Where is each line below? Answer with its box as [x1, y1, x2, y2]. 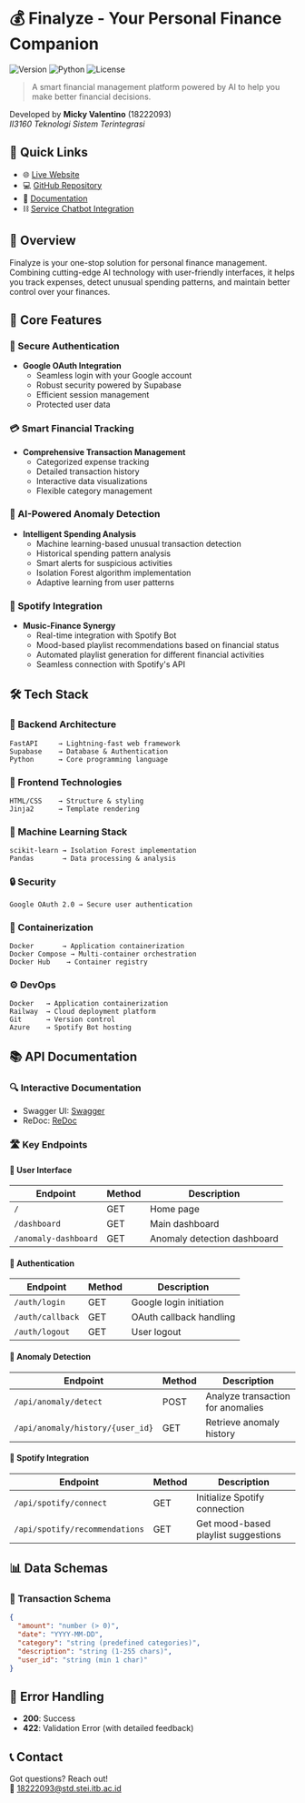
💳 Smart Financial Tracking [9, 422, 134, 435]
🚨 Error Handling [9, 1688, 104, 1704]
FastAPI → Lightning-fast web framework [9, 739, 181, 748]
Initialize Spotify [196, 1491, 265, 1504]
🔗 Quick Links [9, 145, 88, 160]
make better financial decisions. [31, 91, 152, 102]
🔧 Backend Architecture [9, 718, 116, 731]
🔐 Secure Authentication [9, 339, 120, 352]
